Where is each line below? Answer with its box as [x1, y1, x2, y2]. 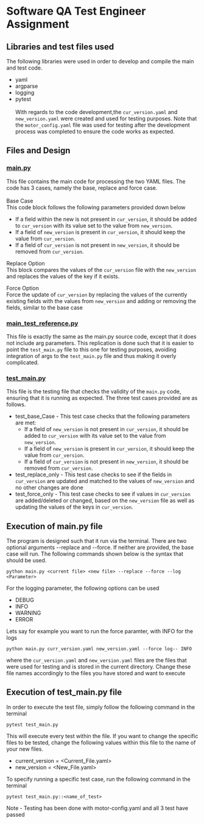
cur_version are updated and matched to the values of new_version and [15, 478, 195, 485]
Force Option [6, 284, 40, 292]
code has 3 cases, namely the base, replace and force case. [6, 184, 158, 192]
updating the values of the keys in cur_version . [15, 503, 133, 511]
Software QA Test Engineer [6, 4, 146, 18]
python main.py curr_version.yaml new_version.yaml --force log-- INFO [6, 646, 192, 652]
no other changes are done [15, 484, 83, 492]
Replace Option [6, 259, 45, 267]
